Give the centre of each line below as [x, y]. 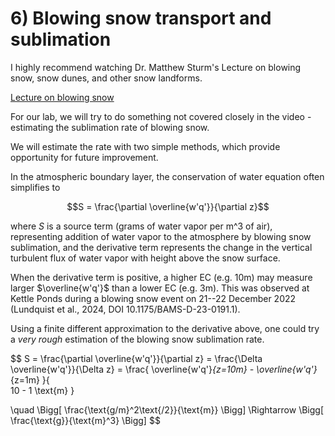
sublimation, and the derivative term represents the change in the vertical [161, 247]
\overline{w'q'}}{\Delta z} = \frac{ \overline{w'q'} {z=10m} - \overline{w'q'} [164, 369]
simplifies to [35, 187]
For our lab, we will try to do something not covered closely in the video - [161, 116]
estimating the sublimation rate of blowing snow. [110, 127]
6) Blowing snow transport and [141, 18]
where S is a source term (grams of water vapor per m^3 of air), [141, 226]
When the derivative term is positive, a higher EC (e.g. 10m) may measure [161, 277]
